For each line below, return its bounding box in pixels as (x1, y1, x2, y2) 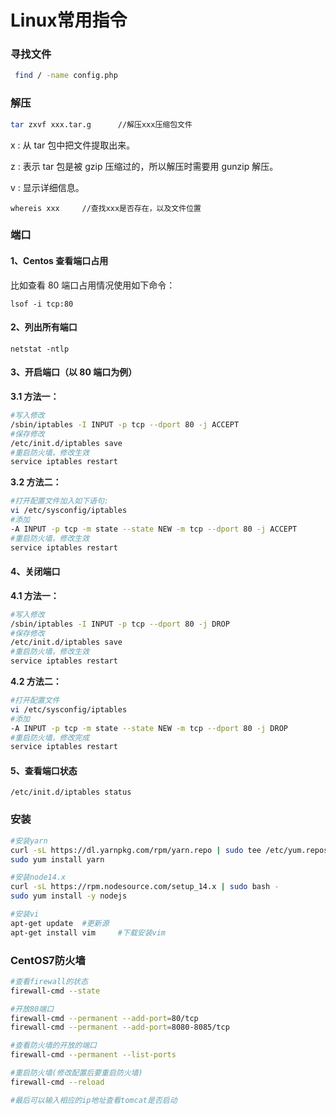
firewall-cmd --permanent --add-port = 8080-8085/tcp (10, 1022, 230, 1033)
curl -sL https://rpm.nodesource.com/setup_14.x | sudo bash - (10, 882, 280, 892)
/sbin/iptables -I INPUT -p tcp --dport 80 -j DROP (10, 619, 230, 629)
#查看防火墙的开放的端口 (10, 1041, 97, 1051)
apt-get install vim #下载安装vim (10, 927, 167, 938)
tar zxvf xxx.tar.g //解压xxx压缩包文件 (10, 119, 193, 130)
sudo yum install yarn (10, 854, 105, 865)
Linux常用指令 (10, 9, 128, 32)
